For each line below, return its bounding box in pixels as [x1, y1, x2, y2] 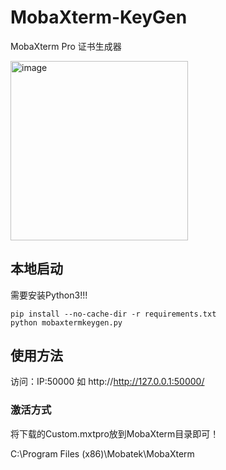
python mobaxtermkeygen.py [10, 317, 123, 328]
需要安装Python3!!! [10, 289, 88, 301]
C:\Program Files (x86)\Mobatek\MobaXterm [10, 447, 195, 460]
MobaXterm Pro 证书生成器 [10, 40, 122, 52]
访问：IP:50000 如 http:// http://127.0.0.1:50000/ [10, 376, 205, 388]
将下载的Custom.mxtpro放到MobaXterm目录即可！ [10, 427, 220, 440]
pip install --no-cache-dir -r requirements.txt [10, 309, 217, 319]
